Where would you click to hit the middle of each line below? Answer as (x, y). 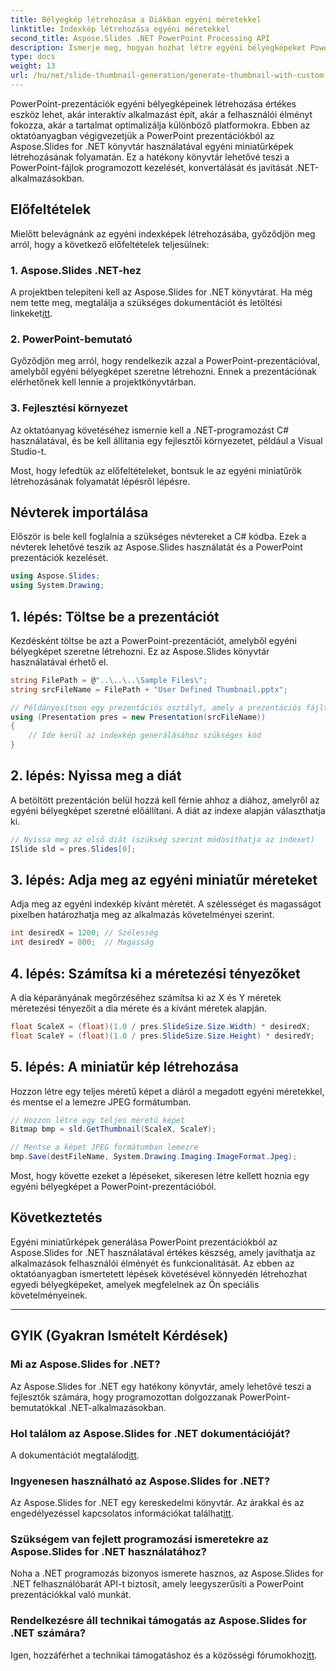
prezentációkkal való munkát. (71, 1595)
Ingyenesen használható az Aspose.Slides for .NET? (140, 1481)
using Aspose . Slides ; (55, 576)
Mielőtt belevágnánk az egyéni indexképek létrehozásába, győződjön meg (163, 233)
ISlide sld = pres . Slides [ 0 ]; (73, 849)
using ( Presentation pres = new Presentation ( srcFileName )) (138, 717)
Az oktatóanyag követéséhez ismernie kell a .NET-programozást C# (150, 430)
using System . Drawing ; (57, 586)
